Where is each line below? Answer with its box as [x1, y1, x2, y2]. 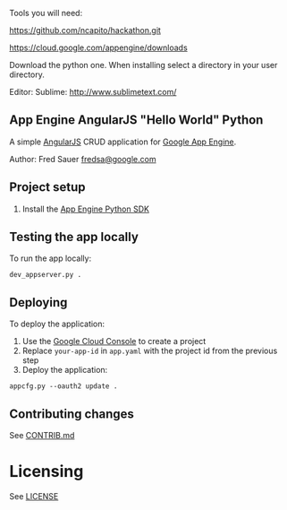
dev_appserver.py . [9, 271, 82, 280]
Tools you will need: [9, 8, 83, 18]
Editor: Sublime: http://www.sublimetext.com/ [9, 87, 177, 97]
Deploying [9, 295, 68, 310]
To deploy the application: [9, 318, 106, 330]
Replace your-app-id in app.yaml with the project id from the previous [21, 345, 278, 357]
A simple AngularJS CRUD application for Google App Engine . [9, 136, 237, 147]
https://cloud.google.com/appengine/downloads [9, 42, 188, 53]
